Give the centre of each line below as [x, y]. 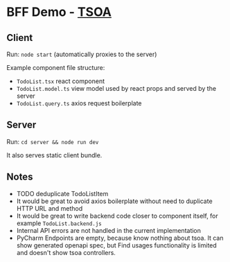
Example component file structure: [56, 68]
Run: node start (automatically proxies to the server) [82, 54]
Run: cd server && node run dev [53, 141]
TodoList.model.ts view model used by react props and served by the [116, 88]
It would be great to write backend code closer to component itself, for [117, 216]
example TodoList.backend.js [59, 223]
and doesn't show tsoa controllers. [66, 252]
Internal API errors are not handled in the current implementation [109, 230]
